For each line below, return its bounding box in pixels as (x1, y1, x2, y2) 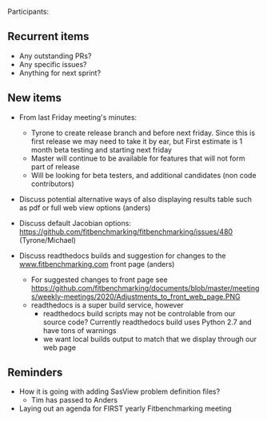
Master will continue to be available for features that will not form (30, 153, 245, 163)
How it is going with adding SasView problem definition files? (18, 387, 221, 396)
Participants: (7, 7, 50, 16)
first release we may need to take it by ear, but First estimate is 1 (30, 136, 243, 146)
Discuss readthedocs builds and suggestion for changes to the (18, 251, 226, 260)
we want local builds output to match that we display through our (42, 334, 257, 344)
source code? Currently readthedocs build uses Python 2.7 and (42, 317, 253, 327)
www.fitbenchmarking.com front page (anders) (18, 259, 175, 268)
